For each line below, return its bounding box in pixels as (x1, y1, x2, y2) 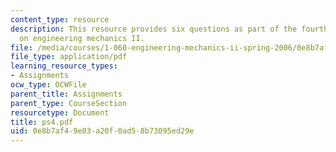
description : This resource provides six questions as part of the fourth (10, 24, 329, 34)
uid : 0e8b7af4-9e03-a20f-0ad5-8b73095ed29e (10, 126, 195, 136)
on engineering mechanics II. (19, 33, 145, 43)
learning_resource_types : (10, 61, 118, 71)
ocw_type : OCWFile (10, 80, 87, 90)
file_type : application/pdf (10, 52, 128, 62)
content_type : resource (10, 14, 110, 25)
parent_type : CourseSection (10, 98, 128, 108)
